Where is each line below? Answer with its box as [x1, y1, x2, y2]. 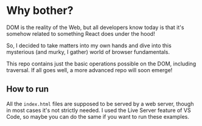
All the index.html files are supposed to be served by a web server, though [6, 100, 194, 107]
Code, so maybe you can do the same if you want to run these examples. [6, 113, 190, 120]
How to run [6, 84, 49, 94]
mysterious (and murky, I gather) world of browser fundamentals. [6, 48, 170, 55]
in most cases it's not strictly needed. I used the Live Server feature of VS [6, 107, 191, 114]
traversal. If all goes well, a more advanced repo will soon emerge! [6, 66, 173, 73]
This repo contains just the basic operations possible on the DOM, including [6, 60, 197, 67]
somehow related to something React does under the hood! [6, 30, 155, 37]
